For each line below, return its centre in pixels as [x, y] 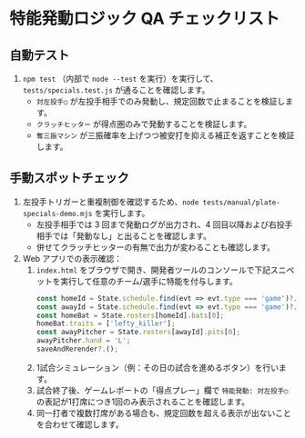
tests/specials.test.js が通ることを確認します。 [116, 90]
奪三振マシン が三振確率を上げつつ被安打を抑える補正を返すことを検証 [165, 135]
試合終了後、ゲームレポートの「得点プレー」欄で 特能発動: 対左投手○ [162, 390]
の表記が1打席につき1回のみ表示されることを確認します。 [143, 402]
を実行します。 [122, 213]
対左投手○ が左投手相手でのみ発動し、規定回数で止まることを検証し [161, 101]
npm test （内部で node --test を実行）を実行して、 [120, 79]
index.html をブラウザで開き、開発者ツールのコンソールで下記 [153, 270]
